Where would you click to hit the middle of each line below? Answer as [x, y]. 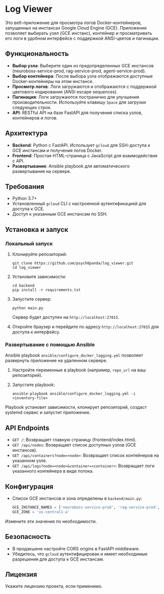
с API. [18, 161]
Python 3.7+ [25, 198]
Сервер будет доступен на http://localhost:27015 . [66, 317]
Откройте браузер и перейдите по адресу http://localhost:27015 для [85, 327]
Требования [25, 186]
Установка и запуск [37, 229]
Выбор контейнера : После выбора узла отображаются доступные [82, 76]
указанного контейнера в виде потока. [53, 471]
